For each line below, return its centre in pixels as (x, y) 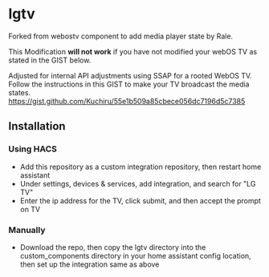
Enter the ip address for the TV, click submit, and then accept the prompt (140, 200)
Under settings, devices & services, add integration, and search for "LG (138, 183)
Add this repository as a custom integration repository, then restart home (141, 167)
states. (19, 92)
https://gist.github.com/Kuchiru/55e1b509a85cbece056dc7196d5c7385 (127, 101)
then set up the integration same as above (90, 264)
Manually (27, 230)
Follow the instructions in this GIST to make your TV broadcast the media (129, 84)
